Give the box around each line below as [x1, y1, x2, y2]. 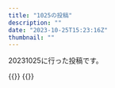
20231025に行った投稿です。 [8, 56, 103, 65]
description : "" [8, 19, 62, 27]
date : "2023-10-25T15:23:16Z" [8, 26, 109, 34]
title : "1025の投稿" [8, 11, 73, 20]
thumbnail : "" [8, 33, 56, 42]
